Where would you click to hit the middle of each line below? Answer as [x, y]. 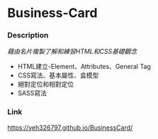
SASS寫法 [32, 93]
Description [28, 35]
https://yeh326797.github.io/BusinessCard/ [70, 127]
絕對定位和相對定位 [46, 84]
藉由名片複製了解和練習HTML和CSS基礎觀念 [72, 52]
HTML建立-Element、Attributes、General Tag [84, 67]
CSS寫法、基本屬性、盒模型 [58, 75]
